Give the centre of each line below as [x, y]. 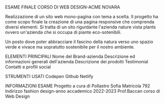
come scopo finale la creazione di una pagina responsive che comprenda [80, 22]
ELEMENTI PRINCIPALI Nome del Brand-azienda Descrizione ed [70, 56]
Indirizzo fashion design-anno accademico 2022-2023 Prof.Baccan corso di [83, 91]
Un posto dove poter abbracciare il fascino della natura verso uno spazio [79, 42]
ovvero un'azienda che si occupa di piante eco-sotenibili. [63, 32]
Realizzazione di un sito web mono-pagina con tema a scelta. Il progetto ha [82, 16]
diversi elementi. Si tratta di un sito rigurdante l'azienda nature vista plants [81, 27]
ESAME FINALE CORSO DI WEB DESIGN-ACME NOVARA [62, 7]
